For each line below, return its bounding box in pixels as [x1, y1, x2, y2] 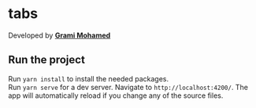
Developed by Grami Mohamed [8, 31, 111, 40]
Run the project [8, 53, 85, 67]
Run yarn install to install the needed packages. [8, 74, 169, 83]
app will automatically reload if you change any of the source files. [8, 91, 224, 100]
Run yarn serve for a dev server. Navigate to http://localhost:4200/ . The [8, 82, 248, 92]
